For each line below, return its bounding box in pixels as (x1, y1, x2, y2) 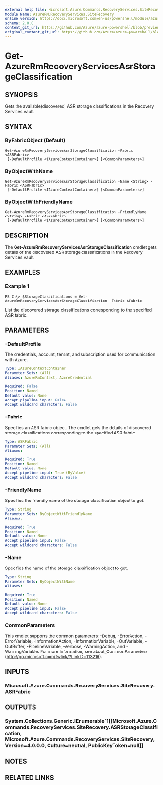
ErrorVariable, (5, 638, 33, 644)
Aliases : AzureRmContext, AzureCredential (5, 375, 92, 380)
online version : (5, 16, 38, 21)
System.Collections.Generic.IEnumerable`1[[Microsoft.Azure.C (5, 718, 157, 725)
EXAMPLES (5, 268, 40, 277)
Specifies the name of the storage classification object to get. (5, 565, 128, 571)
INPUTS (5, 668, 29, 676)
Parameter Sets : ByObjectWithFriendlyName (5, 511, 92, 516)
